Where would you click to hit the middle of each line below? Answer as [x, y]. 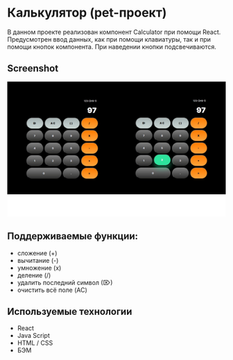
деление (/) [34, 275]
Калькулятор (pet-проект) [87, 13]
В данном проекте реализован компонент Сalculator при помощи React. [114, 32]
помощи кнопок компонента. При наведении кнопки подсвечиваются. [112, 46]
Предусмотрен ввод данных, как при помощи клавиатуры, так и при [109, 39]
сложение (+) [37, 253]
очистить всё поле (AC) [52, 290]
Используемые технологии [70, 311]
